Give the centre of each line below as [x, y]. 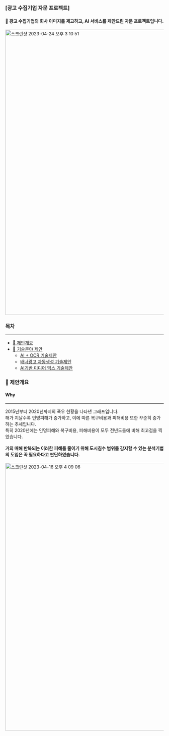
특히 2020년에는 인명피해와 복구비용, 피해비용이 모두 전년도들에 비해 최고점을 [81, 430]
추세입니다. [25, 424]
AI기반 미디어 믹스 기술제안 [46, 368]
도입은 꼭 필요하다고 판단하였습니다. [45, 454]
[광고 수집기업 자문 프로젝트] [37, 8]
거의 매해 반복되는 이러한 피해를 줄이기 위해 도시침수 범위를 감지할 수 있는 [76, 448]
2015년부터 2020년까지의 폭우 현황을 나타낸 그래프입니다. [62, 411]
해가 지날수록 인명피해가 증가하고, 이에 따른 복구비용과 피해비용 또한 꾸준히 [78, 417]
